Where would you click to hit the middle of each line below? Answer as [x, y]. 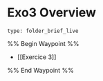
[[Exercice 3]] [37, 57]
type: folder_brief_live [43, 31]
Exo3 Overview [52, 13]
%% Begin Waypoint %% [43, 43]
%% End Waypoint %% [40, 70]
